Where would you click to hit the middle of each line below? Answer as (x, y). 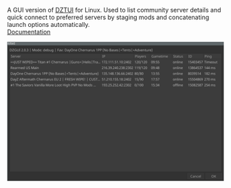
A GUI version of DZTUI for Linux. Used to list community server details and (114, 10)
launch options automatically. (49, 24)
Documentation (29, 32)
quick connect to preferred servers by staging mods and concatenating (108, 17)
